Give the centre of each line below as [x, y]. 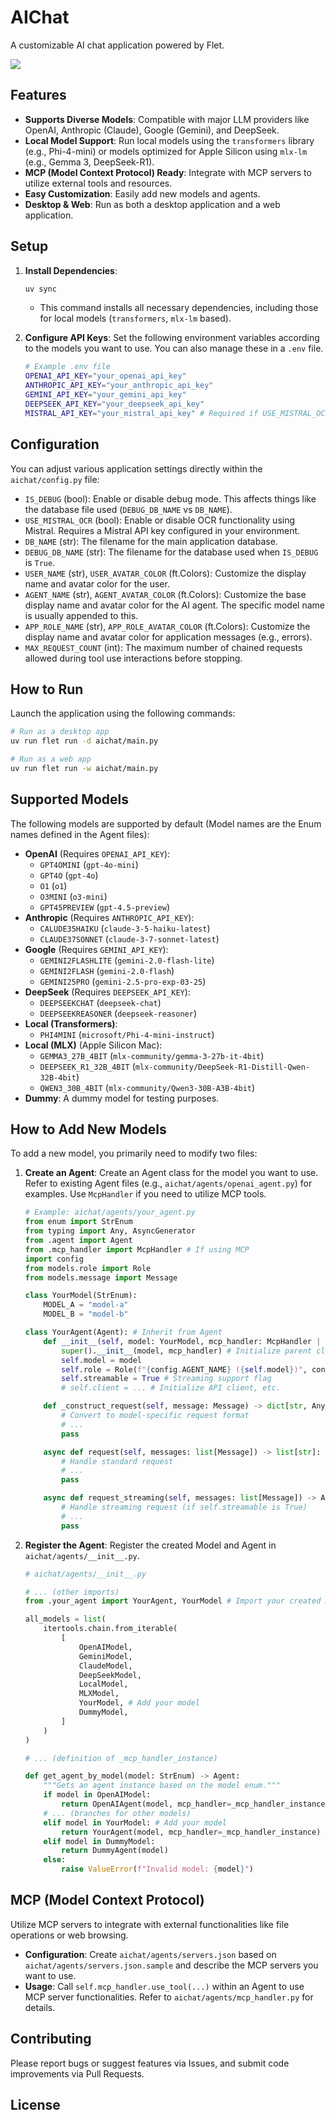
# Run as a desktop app [60, 732]
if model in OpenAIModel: [97, 1795]
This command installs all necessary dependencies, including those [179, 308]
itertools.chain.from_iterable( [110, 1629]
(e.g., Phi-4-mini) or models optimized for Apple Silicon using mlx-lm [166, 151]
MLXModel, [99, 1694]
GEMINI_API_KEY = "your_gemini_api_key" [105, 395]
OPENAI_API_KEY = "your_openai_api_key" [105, 376]
